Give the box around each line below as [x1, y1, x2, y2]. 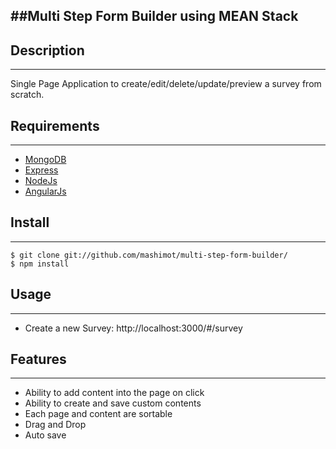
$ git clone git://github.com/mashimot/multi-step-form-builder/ [10, 250, 288, 260]
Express [24, 164, 59, 176]
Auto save [24, 429, 67, 441]
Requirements [10, 117, 100, 134]
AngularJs [24, 185, 67, 198]
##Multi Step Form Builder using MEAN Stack [10, 8, 299, 25]
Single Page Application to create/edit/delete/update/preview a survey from [10, 78, 322, 90]
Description [10, 42, 85, 59]
